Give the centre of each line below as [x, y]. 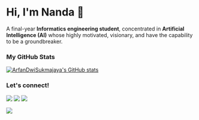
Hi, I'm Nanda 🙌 [45, 12]
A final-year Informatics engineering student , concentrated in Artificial [95, 29]
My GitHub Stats [31, 57]
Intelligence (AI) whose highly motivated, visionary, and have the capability [99, 35]
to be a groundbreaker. [34, 41]
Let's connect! [28, 85]
